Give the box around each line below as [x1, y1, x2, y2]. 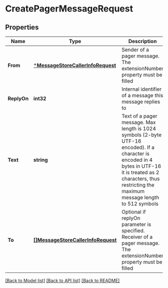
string [33, 156, 48, 163]
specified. [121, 227, 145, 234]
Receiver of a [121, 233, 153, 240]
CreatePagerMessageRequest [5, 3, 133, 15]
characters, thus [121, 175, 160, 182]
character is [121, 150, 150, 157]
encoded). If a [121, 144, 155, 151]
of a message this [121, 92, 163, 99]
